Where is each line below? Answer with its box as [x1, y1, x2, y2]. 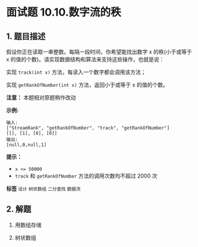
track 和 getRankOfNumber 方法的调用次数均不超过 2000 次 [14, 172, 157, 179]
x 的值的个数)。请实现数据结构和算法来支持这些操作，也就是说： [6, 56, 165, 63]
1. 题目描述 [6, 31, 46, 41]
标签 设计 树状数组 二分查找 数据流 [6, 185, 81, 192]
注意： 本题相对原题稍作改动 [6, 94, 76, 101]
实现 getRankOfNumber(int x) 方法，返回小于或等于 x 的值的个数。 [6, 82, 169, 88]
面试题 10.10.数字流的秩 [6, 5, 121, 19]
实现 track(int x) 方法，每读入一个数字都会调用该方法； [6, 68, 147, 76]
